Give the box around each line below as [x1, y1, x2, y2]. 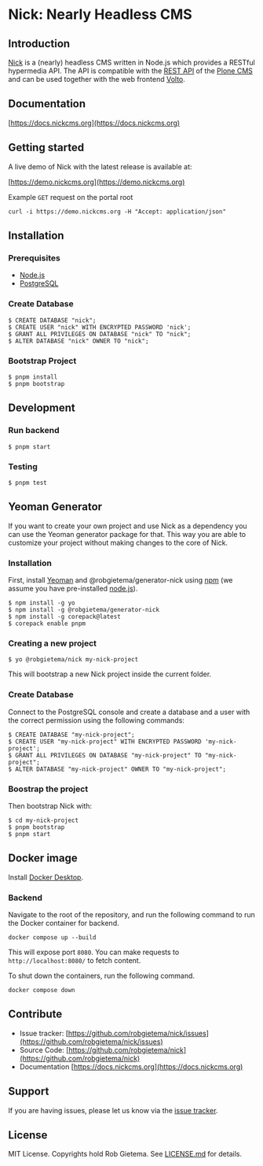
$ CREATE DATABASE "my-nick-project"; [8, 731, 135, 738]
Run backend [8, 425, 60, 436]
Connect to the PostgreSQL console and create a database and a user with [8, 707, 250, 716]
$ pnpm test [8, 479, 47, 487]
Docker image [8, 852, 78, 865]
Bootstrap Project [8, 355, 77, 366]
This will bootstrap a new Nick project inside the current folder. [8, 669, 212, 679]
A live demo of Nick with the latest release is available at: [8, 161, 192, 171]
